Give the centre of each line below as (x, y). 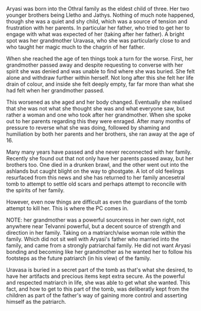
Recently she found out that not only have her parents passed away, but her (100, 158)
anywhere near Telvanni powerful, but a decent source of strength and (94, 226)
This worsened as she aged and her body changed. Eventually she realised (99, 102)
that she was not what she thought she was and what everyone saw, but (95, 108)
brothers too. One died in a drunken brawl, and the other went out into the (97, 165)
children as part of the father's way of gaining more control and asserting (97, 295)
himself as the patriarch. (36, 302)
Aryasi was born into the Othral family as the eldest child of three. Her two (98, 9)
